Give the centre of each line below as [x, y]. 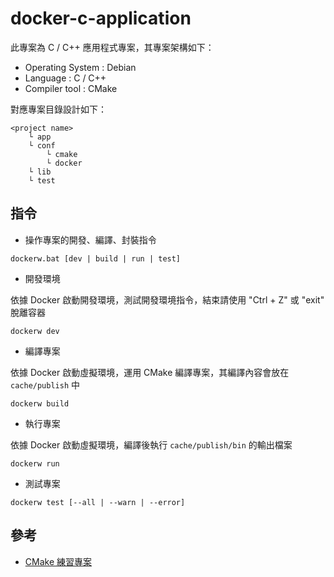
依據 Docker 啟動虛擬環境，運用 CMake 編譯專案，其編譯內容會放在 [150, 372]
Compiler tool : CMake [71, 88]
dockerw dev [35, 331]
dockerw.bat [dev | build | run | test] [96, 258]
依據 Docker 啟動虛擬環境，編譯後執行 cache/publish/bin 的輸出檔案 [151, 444]
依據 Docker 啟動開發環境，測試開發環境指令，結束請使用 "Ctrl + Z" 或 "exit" [167, 299]
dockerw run [35, 463]
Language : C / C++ [65, 78]
